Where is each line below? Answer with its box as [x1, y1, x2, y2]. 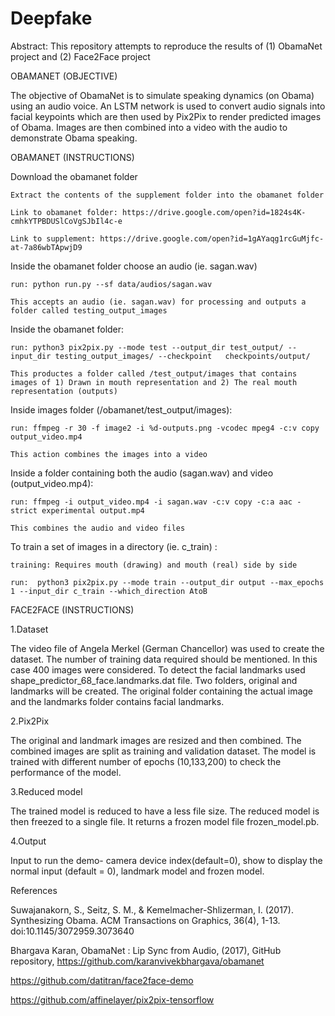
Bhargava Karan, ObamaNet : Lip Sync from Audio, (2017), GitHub [10, 944, 282, 956]
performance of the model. [10, 766, 122, 778]
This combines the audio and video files [10, 523, 186, 533]
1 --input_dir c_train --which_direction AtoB [10, 586, 208, 596]
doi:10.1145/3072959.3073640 [10, 925, 135, 937]
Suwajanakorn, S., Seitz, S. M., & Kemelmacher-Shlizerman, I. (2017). [10, 903, 294, 916]
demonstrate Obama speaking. [10, 132, 138, 144]
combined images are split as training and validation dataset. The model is [10, 745, 317, 757]
